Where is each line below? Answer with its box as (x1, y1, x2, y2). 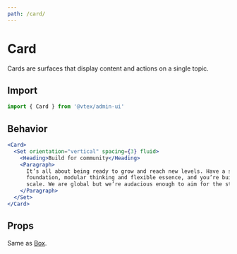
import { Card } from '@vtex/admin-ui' (7, 103, 125, 110)
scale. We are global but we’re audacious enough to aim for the (25, 181, 222, 188)
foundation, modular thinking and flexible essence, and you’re (25, 174, 219, 181)
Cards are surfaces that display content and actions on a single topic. (7, 64, 209, 73)
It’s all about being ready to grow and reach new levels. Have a (25, 167, 226, 175)
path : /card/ (7, 10, 46, 18)
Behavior (7, 123, 48, 135)
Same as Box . (7, 238, 47, 247)
